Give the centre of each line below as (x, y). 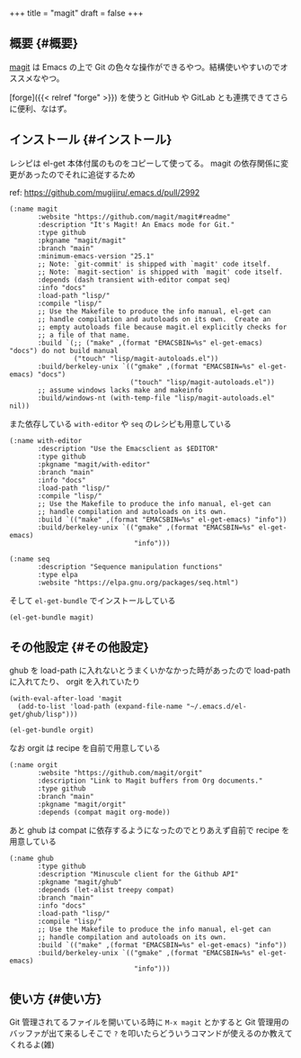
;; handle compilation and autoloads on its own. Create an (154, 319)
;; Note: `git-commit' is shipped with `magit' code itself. (154, 264)
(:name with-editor (46, 440)
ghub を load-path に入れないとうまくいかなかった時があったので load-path (150, 671)
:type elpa (58, 574)
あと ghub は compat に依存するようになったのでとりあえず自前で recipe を (150, 830)
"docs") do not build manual (64, 350)
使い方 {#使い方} (56, 999)
